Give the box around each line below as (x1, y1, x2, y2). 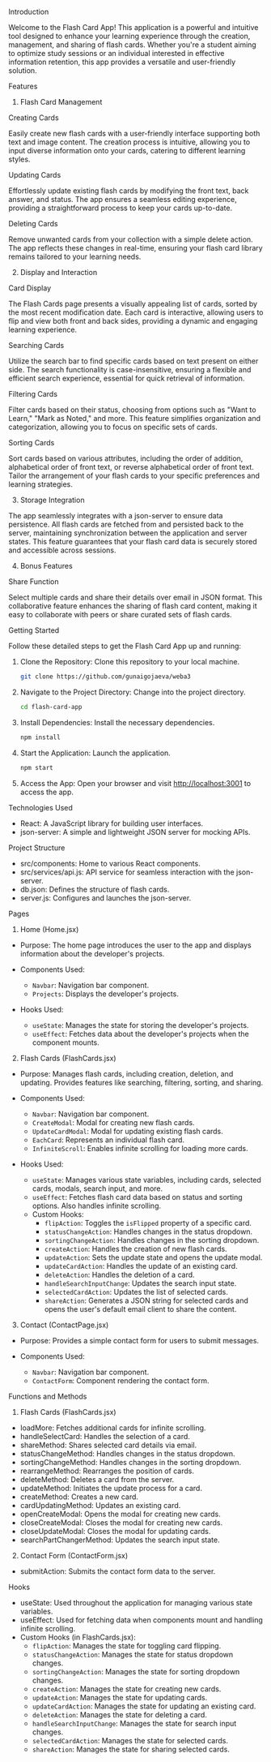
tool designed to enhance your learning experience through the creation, (8, 32, 251, 41)
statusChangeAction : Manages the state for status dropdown (32, 1649, 234, 1659)
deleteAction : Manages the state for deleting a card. (32, 1709, 208, 1719)
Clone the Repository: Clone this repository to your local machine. (19, 657, 240, 666)
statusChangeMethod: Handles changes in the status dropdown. (19, 1448, 236, 1459)
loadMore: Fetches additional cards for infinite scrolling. (19, 1423, 206, 1433)
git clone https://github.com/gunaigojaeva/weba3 (19, 673, 192, 681)
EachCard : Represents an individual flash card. (32, 1135, 184, 1145)
